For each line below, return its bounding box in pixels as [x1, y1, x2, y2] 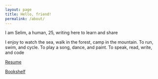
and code [5, 50, 25, 55]
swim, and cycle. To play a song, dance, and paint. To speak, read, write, [5, 45, 153, 51]
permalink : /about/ [5, 16, 45, 21]
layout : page [5, 7, 32, 12]
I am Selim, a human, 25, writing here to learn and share [5, 30, 118, 36]
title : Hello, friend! [5, 12, 52, 17]
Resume [5, 59, 22, 65]
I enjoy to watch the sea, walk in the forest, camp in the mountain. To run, [5, 39, 154, 45]
